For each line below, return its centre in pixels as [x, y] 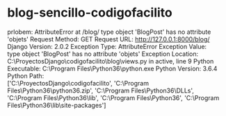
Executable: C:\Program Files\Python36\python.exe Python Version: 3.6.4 [112, 68]
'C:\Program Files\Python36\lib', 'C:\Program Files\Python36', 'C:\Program [113, 97]
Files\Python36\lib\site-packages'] [57, 105]
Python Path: [26, 76]
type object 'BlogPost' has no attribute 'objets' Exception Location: [103, 54]
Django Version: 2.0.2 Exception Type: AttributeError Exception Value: [107, 46]
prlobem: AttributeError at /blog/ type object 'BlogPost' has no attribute [109, 32]
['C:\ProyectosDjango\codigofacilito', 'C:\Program [78, 83]
